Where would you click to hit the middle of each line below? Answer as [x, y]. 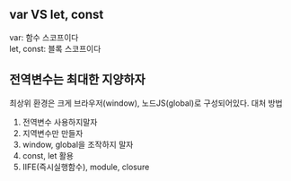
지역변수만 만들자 [53, 133]
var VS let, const [57, 15]
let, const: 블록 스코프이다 [55, 48]
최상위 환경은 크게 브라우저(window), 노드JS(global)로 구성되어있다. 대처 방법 [146, 103]
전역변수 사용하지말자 [60, 122]
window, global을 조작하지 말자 [78, 144]
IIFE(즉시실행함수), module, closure [86, 167]
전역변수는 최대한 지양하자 [77, 80]
